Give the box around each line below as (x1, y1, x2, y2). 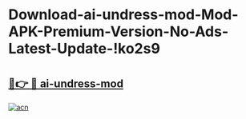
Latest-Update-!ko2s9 (8, 40, 160, 58)
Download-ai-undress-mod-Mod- (8, 6, 239, 24)
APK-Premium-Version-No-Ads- (8, 22, 229, 41)
